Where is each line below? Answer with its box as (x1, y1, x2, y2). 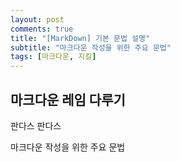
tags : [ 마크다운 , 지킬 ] (10, 52, 97, 62)
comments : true (10, 24, 74, 34)
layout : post (10, 14, 65, 25)
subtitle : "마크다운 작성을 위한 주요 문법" (10, 42, 172, 53)
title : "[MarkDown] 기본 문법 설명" (10, 33, 151, 43)
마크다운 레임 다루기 (10, 91, 126, 108)
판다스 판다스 (10, 119, 62, 131)
